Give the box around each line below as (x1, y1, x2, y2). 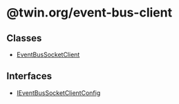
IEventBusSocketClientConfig (16, 88, 101, 97)
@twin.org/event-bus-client (6, 5, 173, 21)
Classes (6, 32, 42, 44)
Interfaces (6, 70, 53, 82)
